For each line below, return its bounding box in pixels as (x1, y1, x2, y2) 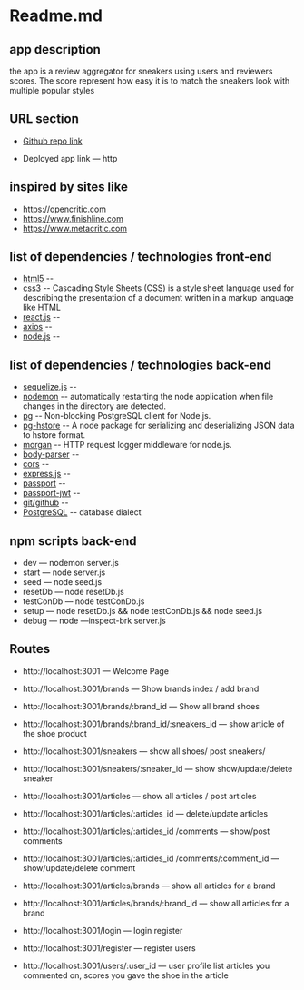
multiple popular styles (9, 85, 95, 95)
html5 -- (22, 273, 54, 284)
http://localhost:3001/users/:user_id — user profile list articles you (22, 960, 270, 971)
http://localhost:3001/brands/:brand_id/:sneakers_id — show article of (22, 718, 285, 729)
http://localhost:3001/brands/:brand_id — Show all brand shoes (22, 700, 260, 711)
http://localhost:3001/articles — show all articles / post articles (22, 790, 257, 801)
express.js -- (22, 469, 71, 480)
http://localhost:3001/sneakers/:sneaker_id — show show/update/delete (22, 763, 293, 774)
